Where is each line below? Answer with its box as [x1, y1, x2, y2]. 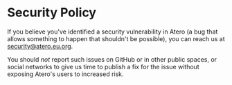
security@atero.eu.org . [7, 42, 73, 50]
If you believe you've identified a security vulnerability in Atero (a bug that [7, 27, 218, 36]
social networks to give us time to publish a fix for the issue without [7, 62, 199, 71]
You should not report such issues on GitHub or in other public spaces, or [7, 55, 217, 63]
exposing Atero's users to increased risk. [7, 70, 124, 78]
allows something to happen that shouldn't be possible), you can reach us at [7, 34, 225, 42]
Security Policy [7, 5, 97, 21]
